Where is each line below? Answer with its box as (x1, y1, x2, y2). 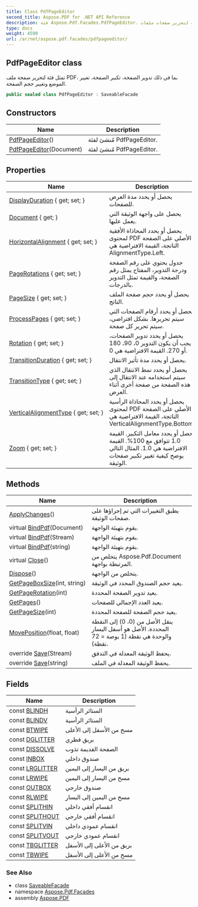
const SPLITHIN (9, 802, 53, 811)
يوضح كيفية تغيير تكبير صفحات (108, 451, 184, 460)
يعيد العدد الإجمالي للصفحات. (91, 598, 163, 606)
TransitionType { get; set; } (9, 377, 82, 385)
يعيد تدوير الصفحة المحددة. (91, 589, 158, 597)
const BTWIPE (9, 725, 48, 734)
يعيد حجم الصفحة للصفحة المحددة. (91, 608, 177, 616)
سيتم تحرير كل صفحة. (108, 322, 164, 330)
